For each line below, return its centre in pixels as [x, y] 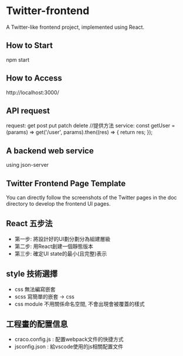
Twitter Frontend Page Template [66, 183]
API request [28, 111]
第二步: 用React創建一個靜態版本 [54, 246]
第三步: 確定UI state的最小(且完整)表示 [61, 253]
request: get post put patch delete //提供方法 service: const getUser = [91, 126]
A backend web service [50, 151]
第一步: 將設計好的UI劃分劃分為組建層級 [62, 239]
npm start [18, 59]
